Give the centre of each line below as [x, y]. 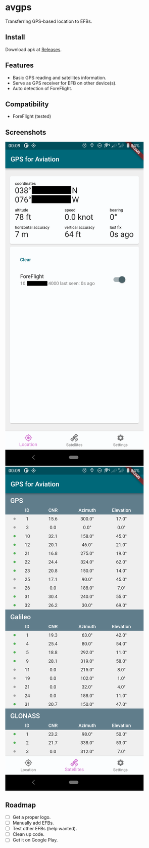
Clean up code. [28, 834]
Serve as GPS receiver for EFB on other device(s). [65, 83]
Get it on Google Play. [35, 840]
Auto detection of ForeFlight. [42, 88]
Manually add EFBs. [33, 823]
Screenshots [26, 132]
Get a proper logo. [32, 817]
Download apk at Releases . [34, 49]
